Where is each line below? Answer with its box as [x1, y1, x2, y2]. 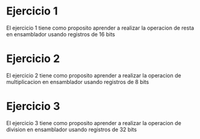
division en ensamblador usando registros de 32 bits [6, 126, 137, 133]
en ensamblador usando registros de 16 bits [6, 30, 115, 37]
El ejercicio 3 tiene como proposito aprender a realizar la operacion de [6, 119, 181, 126]
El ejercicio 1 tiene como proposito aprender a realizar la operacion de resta [6, 24, 195, 31]
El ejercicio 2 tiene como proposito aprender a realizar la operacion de [6, 71, 181, 79]
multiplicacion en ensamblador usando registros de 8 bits [6, 78, 149, 85]
